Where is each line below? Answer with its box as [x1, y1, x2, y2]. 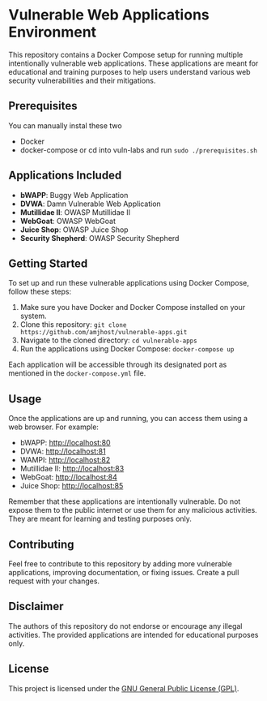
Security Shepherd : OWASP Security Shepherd [19, 233, 180, 243]
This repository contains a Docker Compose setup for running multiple [8, 49, 244, 59]
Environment [8, 23, 97, 41]
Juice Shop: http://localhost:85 [19, 481, 124, 491]
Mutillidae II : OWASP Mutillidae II [19, 207, 131, 217]
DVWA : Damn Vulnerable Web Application [19, 199, 162, 209]
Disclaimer [8, 600, 64, 613]
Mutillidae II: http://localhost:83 [19, 464, 125, 474]
